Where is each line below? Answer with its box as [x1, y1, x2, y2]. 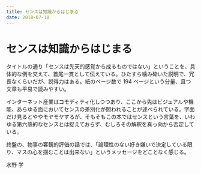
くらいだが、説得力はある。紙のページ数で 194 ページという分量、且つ [16, 78, 191, 85]
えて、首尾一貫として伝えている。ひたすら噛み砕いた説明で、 [37, 70, 189, 78]
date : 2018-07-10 [6, 14, 50, 20]
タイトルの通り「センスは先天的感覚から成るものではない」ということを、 [6, 63, 190, 70]
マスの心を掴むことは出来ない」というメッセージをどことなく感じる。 [16, 148, 190, 156]
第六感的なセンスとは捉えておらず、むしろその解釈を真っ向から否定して [16, 121, 194, 128]
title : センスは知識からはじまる [6, 8, 79, 15]
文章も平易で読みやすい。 [6, 85, 70, 93]
